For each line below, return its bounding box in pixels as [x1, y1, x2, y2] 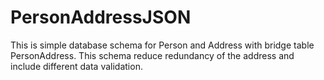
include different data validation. [10, 60, 143, 72]
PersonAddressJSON [10, 6, 192, 29]
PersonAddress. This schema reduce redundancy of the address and [10, 49, 295, 61]
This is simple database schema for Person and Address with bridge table [10, 39, 315, 51]
